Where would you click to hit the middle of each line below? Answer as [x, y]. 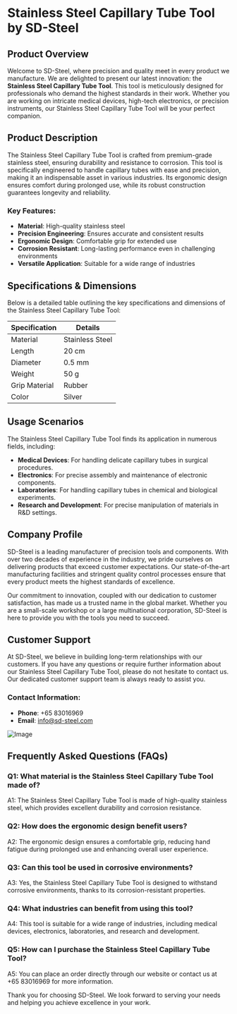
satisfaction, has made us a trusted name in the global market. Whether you [117, 603]
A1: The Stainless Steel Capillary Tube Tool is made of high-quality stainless [117, 800]
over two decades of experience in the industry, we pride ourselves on [110, 559]
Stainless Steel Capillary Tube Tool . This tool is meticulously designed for [115, 86]
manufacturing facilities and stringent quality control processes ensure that [116, 574]
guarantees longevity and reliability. [59, 193]
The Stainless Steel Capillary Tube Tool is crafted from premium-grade [110, 155]
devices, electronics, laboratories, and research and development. [103, 931]
